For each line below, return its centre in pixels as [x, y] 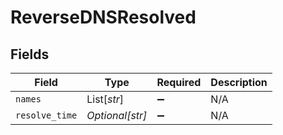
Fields [30, 54]
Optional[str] [117, 115]
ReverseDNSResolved [103, 17]
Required [179, 82]
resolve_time [46, 115]
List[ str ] [105, 99]
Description [239, 82]
